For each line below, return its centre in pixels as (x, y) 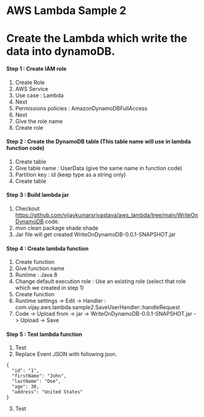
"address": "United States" (47, 392)
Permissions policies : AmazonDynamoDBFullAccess (81, 108)
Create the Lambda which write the (97, 39)
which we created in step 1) (49, 288)
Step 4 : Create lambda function (47, 248)
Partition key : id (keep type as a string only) (70, 174)
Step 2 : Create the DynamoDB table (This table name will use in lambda (99, 141)
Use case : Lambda (39, 95)
